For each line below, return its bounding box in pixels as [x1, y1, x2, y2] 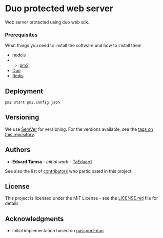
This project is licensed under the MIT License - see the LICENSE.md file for [5, 195, 158, 201]
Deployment [5, 87, 43, 95]
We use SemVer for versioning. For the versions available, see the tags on [5, 126, 153, 132]
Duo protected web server [5, 3, 114, 14]
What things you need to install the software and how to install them [5, 43, 142, 48]
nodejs [12, 52, 26, 58]
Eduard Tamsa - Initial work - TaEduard [12, 159, 92, 165]
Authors [5, 145, 31, 154]
